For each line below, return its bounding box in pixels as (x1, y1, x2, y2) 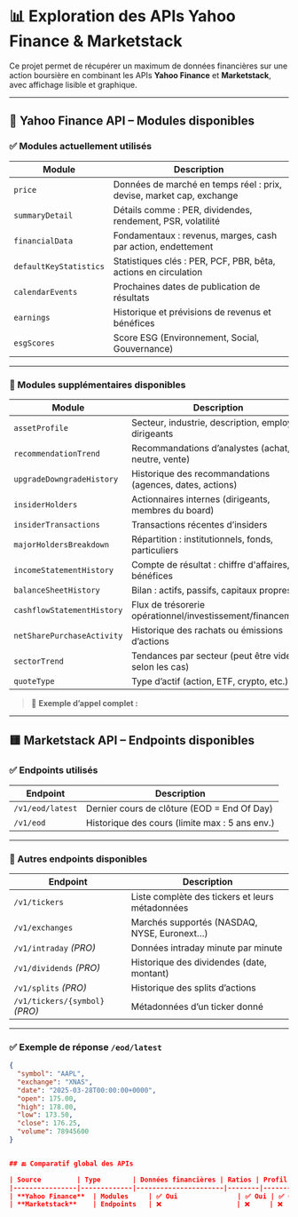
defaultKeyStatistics (13, 261, 105, 271)
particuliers (131, 544, 179, 556)
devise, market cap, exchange (113, 189, 239, 202)
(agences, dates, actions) (131, 478, 238, 490)
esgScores (13, 338, 55, 348)
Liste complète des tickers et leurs (130, 890, 274, 903)
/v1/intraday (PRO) (13, 942, 96, 954)
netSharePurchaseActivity (13, 631, 123, 640)
